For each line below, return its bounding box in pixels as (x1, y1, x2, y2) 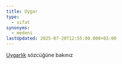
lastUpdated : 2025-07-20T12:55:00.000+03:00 (6, 35, 117, 41)
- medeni (11, 30, 33, 36)
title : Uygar (6, 8, 38, 15)
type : (6, 14, 19, 20)
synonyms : (6, 24, 30, 31)
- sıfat (11, 19, 30, 25)
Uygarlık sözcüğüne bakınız (6, 52, 73, 58)
